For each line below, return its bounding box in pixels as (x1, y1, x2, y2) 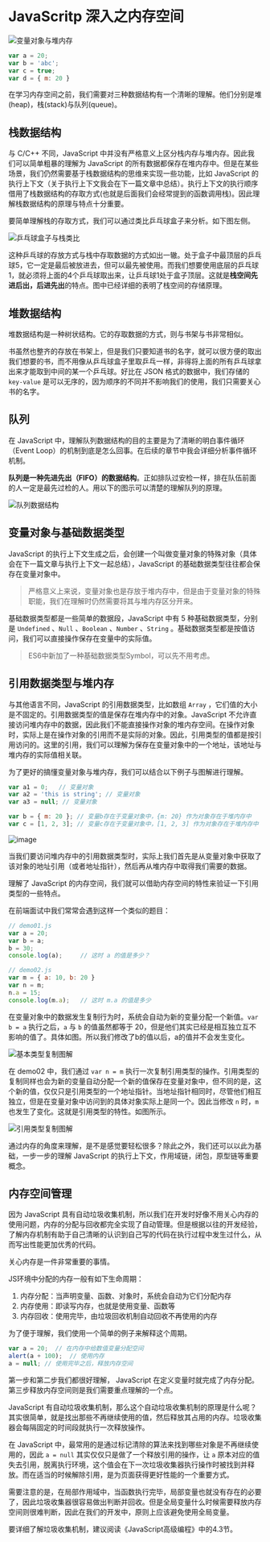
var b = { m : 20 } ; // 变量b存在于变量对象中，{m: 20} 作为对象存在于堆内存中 (8, 813, 252, 821)
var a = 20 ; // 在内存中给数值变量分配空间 (8, 1345, 145, 1353)
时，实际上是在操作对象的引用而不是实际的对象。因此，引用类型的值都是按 (8, 729, 255, 739)
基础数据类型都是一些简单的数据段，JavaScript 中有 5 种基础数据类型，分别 (8, 613, 259, 623)
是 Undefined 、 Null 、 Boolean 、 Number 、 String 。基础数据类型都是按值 (8, 623, 248, 633)
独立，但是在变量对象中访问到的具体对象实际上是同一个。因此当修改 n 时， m (8, 1096, 260, 1106)
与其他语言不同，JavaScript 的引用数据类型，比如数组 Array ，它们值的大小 (8, 699, 258, 709)
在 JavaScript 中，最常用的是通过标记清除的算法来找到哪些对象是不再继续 (8, 1440, 252, 1449)
